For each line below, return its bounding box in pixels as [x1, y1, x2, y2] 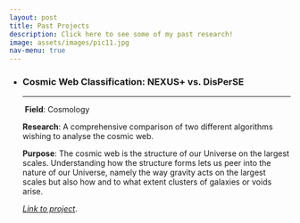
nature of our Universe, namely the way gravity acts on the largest [21, 167, 266, 178]
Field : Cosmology [24, 104, 90, 115]
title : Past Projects [9, 21, 90, 30]
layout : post [9, 12, 58, 22]
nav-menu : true [9, 46, 66, 55]
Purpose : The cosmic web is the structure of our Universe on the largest [21, 148, 290, 159]
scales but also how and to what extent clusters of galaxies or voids [21, 177, 272, 187]
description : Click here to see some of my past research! [9, 29, 234, 38]
